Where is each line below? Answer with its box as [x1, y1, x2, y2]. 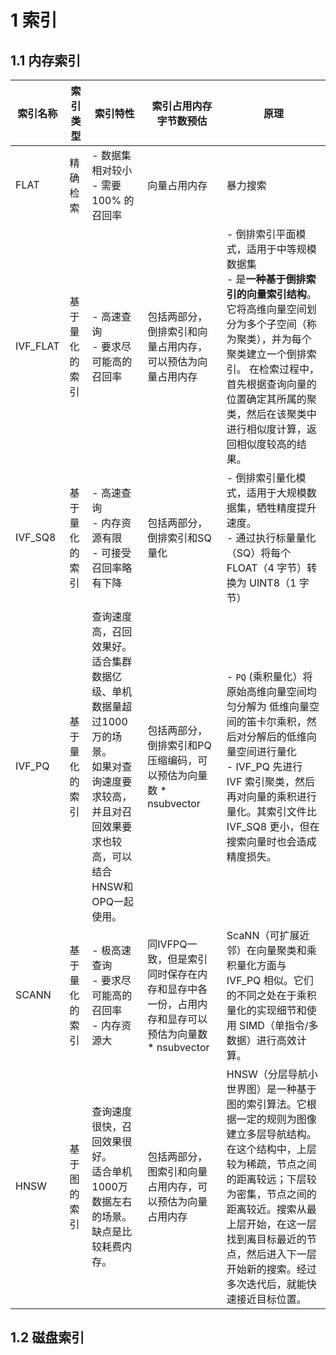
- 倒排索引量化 [226, 471, 297, 485]
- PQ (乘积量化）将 [226, 670, 313, 683]
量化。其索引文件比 [226, 805, 317, 818]
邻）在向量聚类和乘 [226, 944, 317, 957]
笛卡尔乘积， [246, 715, 307, 728]
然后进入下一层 [246, 1247, 317, 1261]
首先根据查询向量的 [226, 377, 317, 391]
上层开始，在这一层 [226, 1217, 317, 1231]
